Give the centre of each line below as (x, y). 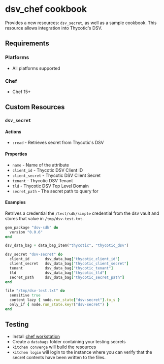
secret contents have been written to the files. (59, 357)
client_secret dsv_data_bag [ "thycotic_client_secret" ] (69, 264)
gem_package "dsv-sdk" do (32, 228)
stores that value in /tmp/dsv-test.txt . (44, 218)
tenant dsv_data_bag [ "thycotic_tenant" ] (61, 268)
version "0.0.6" (26, 232)
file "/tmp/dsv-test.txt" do (35, 291)
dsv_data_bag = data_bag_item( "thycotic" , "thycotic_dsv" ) (67, 246)
